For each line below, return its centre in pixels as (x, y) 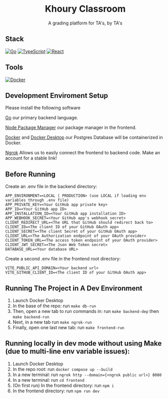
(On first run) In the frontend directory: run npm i (63, 385)
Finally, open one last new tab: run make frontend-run (69, 327)
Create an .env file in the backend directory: (51, 187)
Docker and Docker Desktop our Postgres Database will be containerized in (84, 138)
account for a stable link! (31, 158)
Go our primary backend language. (42, 118)
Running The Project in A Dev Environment (74, 288)
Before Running (30, 174)
